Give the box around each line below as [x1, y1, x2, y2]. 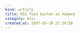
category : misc [5, 16, 36, 21]
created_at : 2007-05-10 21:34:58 [5, 20, 73, 26]
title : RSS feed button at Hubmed [5, 12, 76, 16]
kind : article [5, 7, 34, 12]
